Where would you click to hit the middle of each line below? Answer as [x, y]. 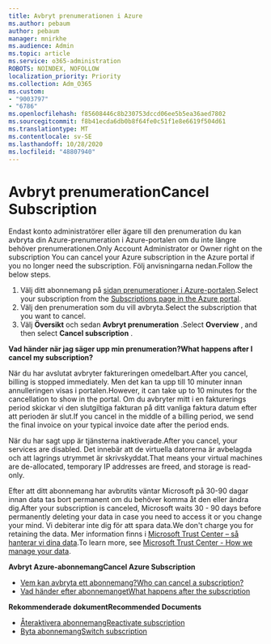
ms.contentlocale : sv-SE [50, 136]
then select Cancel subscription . [76, 333]
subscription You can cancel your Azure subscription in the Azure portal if [131, 257]
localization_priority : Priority [65, 76]
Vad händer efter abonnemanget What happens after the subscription [135, 591]
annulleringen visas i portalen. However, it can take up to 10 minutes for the [133, 391]
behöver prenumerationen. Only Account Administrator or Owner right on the [135, 249]
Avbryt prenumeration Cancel [109, 192]
